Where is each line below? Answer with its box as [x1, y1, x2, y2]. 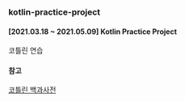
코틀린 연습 [8, 45, 44, 55]
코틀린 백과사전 [8, 85, 57, 95]
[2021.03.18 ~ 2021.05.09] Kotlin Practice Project [8, 27, 178, 36]
